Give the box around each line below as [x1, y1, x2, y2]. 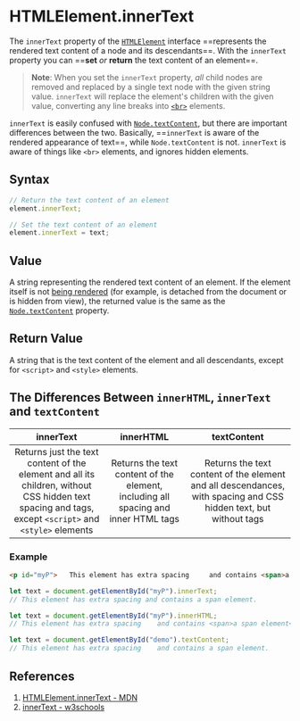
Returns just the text [14, 445, 99, 458]
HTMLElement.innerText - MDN [21, 692, 138, 702]
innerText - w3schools [21, 701, 105, 712]
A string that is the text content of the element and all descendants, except [9, 354, 284, 365]
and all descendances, [190, 479, 286, 492]
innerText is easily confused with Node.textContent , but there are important [9, 118, 287, 128]
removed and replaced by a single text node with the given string [30, 81, 271, 92]
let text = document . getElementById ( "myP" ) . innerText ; [9, 586, 218, 595]
